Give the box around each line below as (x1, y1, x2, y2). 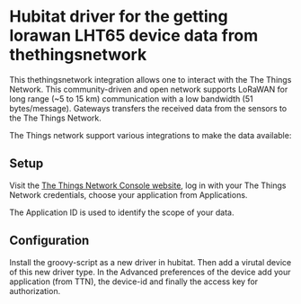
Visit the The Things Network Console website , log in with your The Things (9, 180, 287, 191)
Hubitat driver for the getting (9, 6, 228, 27)
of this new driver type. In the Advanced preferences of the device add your (9, 266, 291, 277)
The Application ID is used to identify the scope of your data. (9, 207, 235, 218)
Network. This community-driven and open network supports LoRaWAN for (9, 84, 288, 94)
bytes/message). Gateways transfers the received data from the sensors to (9, 103, 288, 113)
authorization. (9, 285, 61, 296)
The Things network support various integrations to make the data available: (9, 130, 292, 140)
